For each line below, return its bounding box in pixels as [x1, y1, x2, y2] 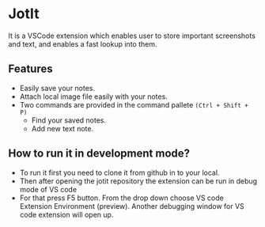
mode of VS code [19, 184, 78, 194]
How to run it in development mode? [8, 147, 191, 161]
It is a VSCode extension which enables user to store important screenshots [8, 31, 256, 40]
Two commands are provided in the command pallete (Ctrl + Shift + [19, 100, 249, 109]
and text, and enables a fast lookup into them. [8, 39, 157, 48]
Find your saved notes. [31, 115, 107, 125]
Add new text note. [31, 123, 93, 133]
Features [8, 62, 53, 76]
